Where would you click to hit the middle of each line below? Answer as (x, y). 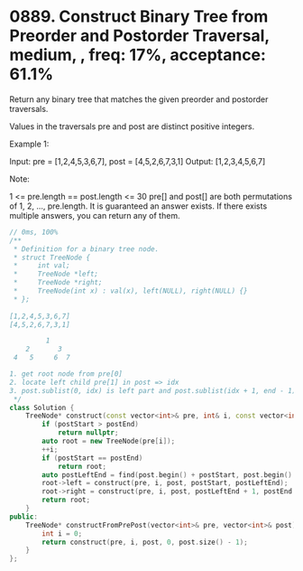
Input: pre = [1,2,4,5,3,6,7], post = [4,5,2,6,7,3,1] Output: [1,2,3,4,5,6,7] (138, 161)
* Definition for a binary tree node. (86, 249)
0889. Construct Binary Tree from (139, 17)
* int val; (41, 266)
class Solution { (42, 407)
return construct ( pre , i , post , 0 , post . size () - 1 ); (145, 542)
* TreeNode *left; (56, 274)
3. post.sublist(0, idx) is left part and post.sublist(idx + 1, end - (147, 390)
